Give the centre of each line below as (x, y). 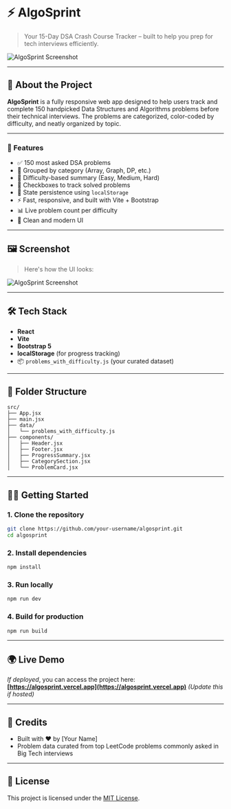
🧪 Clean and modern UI (50, 221)
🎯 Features (25, 148)
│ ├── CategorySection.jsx (49, 462)
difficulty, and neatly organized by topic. (64, 123)
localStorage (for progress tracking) (68, 353)
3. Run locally (30, 585)
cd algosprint (27, 535)
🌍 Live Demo (36, 660)
